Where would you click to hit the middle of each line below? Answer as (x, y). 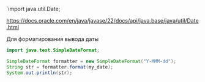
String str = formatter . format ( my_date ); (60, 67)
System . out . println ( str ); (39, 73)
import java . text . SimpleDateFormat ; (53, 50)
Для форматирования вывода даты (53, 39)
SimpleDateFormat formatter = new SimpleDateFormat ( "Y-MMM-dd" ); (91, 61)
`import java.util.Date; (33, 9)
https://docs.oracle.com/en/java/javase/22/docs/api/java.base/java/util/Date (102, 20)
